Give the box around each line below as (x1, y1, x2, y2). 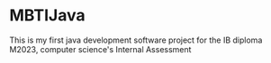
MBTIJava (9, 5, 86, 26)
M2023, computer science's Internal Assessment (9, 43, 192, 54)
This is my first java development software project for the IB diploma (9, 35, 263, 45)
